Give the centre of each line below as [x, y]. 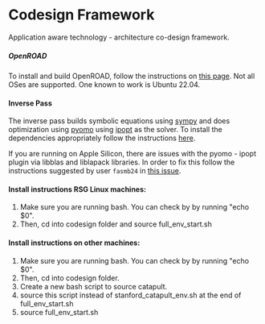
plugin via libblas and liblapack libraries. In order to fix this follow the [122, 162]
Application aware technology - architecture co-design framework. [119, 37]
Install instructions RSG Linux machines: [77, 189]
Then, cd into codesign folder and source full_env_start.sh [116, 224]
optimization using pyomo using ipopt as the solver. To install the [115, 130]
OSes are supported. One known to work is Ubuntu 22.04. [104, 84]
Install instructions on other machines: [74, 243]
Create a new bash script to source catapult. [94, 286]
